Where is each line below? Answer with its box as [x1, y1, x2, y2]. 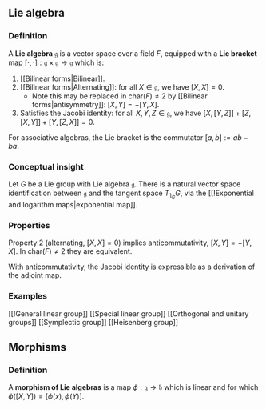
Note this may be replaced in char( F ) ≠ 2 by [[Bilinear [31, 91, 208, 101]
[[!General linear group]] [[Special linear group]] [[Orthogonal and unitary [8, 308, 249, 319]
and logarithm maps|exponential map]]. [8, 200, 138, 210]
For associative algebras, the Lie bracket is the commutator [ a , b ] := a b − [8, 132, 249, 142]
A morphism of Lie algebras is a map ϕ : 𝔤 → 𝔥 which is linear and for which [8, 383, 259, 392]
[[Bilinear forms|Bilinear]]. [19, 74, 105, 83]
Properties [8, 220, 50, 231]
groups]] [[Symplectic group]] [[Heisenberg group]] [8, 317, 178, 327]
